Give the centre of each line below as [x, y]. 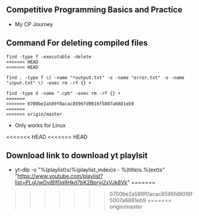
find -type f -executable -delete [49, 57]
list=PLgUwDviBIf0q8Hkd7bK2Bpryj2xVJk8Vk [71, 183]
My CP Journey [34, 24]
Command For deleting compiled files [77, 43]
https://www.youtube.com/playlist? [60, 176]
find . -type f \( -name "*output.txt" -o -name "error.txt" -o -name [95, 78]
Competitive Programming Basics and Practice [94, 10]
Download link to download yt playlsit [77, 155]
